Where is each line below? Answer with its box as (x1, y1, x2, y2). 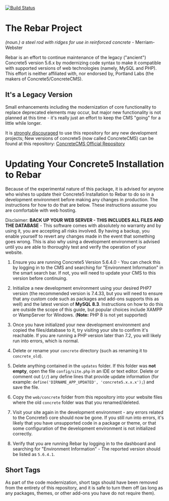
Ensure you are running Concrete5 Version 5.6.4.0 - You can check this (12, 259, 160, 265)
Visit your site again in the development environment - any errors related (12, 409, 164, 415)
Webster (5, 44, 23, 51)
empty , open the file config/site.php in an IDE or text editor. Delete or (12, 368, 159, 374)
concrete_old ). (12, 353, 43, 359)
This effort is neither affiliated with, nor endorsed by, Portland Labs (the (5, 70, 154, 76)
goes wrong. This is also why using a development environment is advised (5, 238, 160, 245)
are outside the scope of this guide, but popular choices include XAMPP (12, 306, 162, 312)
